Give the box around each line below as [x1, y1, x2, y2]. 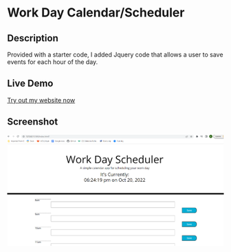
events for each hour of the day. [7, 58, 98, 66]
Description [7, 32, 58, 44]
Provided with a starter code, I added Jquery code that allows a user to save [7, 50, 223, 59]
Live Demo [7, 78, 54, 90]
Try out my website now [7, 96, 76, 104]
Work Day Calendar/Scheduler [7, 5, 185, 21]
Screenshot [7, 116, 58, 128]
